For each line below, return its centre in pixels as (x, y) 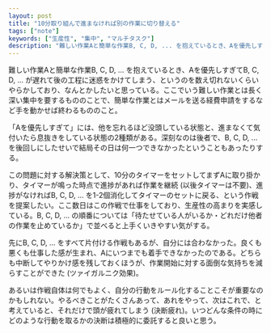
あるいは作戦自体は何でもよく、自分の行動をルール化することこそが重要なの (136, 290)
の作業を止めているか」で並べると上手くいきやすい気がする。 (111, 226)
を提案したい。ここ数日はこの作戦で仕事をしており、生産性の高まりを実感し (135, 205)
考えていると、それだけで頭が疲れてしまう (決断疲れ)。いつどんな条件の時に (135, 310)
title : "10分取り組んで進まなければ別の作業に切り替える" (94, 23)
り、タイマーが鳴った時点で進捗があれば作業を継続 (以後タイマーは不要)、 (132, 185)
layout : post (30, 16)
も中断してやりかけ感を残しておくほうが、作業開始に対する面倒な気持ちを (132, 263)
